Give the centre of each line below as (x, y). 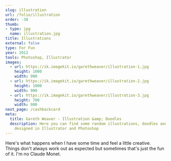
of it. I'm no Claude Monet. (33, 154)
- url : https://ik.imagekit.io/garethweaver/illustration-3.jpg (79, 95)
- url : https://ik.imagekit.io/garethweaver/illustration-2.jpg (79, 81)
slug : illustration (26, 10)
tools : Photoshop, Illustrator (38, 57)
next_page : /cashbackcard (33, 110)
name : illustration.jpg (35, 34)
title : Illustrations (28, 39)
